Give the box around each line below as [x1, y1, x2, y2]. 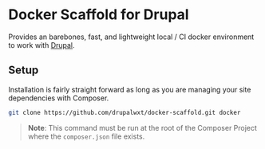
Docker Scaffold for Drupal [8, 6, 189, 24]
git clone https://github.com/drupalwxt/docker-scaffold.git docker [8, 108, 241, 116]
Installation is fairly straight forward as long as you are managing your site [8, 84, 251, 94]
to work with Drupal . [8, 40, 75, 49]
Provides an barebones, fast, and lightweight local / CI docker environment [8, 32, 255, 41]
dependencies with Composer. [8, 93, 109, 103]
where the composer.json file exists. [27, 131, 145, 141]
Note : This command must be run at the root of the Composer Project [27, 123, 258, 132]
